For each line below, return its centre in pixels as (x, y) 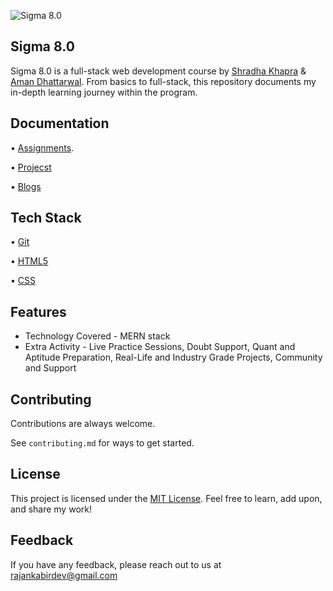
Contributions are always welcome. (83, 424)
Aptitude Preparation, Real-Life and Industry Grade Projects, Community (173, 357)
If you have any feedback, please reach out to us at (116, 564)
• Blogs (26, 186)
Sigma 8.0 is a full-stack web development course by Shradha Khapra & (158, 71)
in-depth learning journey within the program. (104, 92)
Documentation (60, 123)
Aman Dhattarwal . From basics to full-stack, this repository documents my (163, 81)
